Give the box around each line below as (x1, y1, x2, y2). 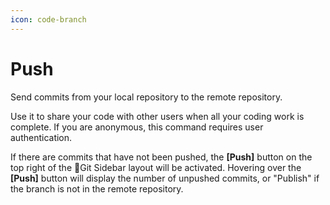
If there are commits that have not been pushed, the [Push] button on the (10, 151, 313, 163)
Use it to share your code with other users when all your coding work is (10, 110, 305, 122)
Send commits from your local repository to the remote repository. (10, 91, 283, 103)
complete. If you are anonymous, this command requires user (10, 121, 264, 133)
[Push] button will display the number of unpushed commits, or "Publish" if (10, 172, 320, 184)
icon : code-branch (10, 14, 87, 25)
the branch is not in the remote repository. (10, 182, 184, 195)
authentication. (10, 131, 73, 143)
